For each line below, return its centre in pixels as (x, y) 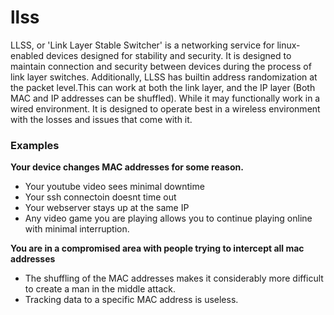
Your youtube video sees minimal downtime (114, 187)
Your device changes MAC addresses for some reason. (127, 167)
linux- (288, 45)
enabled (27, 55)
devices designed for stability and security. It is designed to (168, 55)
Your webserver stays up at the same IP (107, 208)
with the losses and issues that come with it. (101, 119)
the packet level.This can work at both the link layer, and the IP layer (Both (163, 87)
